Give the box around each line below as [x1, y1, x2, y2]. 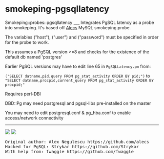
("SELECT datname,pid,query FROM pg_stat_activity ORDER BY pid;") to [5, 73, 150, 79]
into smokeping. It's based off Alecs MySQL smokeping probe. [5, 24, 131, 30]
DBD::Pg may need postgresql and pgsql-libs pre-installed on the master [5, 100, 151, 106]
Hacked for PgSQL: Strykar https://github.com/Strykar [5, 144, 139, 149]
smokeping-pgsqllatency [5, 3, 110, 15]
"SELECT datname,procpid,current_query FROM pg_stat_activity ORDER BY [5, 78, 154, 83]
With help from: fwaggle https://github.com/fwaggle [5, 149, 134, 154]
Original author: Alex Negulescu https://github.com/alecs [5, 139, 150, 144]
